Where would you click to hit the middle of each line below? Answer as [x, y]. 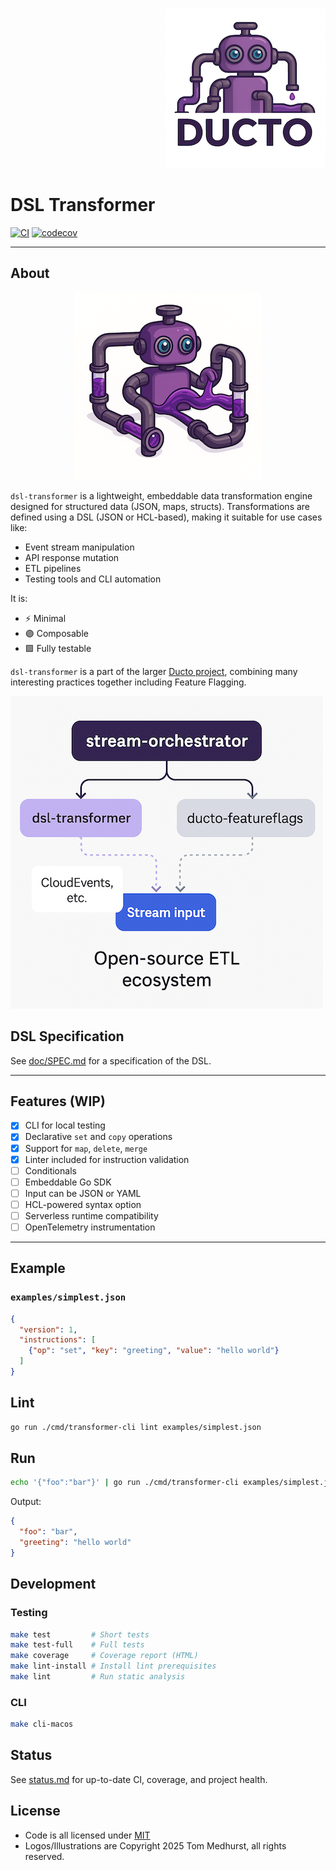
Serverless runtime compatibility [91, 1215]
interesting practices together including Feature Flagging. [128, 682]
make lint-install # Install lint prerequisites [113, 1666]
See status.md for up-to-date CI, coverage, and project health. [139, 1779]
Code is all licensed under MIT [87, 1835]
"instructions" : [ [58, 1340]
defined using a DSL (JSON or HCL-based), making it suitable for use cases [166, 517]
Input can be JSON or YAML [83, 1193]
